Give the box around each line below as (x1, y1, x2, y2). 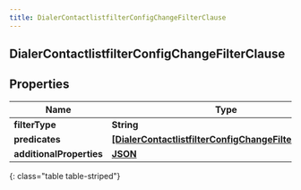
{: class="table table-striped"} (9, 170, 121, 181)
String (111, 118, 139, 131)
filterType (13, 118, 56, 131)
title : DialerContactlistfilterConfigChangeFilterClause (9, 13, 227, 22)
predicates (13, 133, 61, 145)
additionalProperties (13, 147, 103, 160)
